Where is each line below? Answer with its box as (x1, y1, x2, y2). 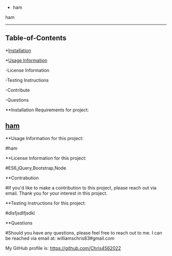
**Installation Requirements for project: (5, 107, 89, 113)
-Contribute (5, 87, 30, 93)
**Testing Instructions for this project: (5, 200, 86, 206)
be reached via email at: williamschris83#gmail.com (5, 235, 115, 241)
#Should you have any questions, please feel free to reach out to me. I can (5, 229, 162, 236)
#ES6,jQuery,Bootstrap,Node (5, 165, 67, 171)
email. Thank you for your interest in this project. (5, 190, 107, 196)
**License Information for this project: (5, 155, 87, 161)
